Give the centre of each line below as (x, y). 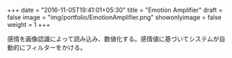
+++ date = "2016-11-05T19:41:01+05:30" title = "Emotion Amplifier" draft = (115, 10)
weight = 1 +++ (29, 25)
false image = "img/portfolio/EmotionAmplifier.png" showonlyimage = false (115, 17)
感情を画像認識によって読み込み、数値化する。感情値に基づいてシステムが (114, 39)
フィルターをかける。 (56, 47)
